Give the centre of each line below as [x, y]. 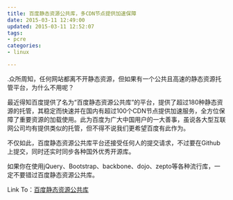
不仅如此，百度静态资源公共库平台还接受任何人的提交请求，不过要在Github [114, 143]
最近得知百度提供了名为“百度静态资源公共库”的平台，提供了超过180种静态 [112, 102]
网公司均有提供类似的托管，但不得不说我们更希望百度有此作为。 [98, 128]
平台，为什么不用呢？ [43, 87]
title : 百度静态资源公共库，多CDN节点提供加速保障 [72, 13]
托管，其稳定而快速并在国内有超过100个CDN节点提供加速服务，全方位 [119, 111]
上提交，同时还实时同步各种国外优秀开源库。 [71, 151]
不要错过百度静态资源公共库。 [55, 174]
